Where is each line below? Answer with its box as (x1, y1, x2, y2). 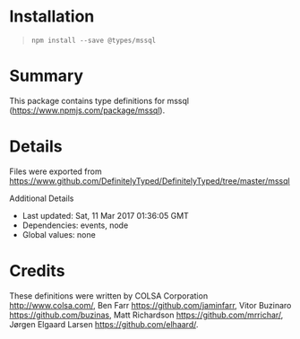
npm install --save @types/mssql (30, 36, 157, 45)
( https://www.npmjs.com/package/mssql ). (9, 105, 166, 116)
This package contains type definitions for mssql (9, 95, 190, 106)
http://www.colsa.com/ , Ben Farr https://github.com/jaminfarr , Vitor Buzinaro (9, 300, 292, 310)
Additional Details (9, 193, 74, 204)
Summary (9, 65, 83, 86)
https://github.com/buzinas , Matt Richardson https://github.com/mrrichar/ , (9, 309, 284, 320)
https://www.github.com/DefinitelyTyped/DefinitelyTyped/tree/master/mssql (9, 175, 290, 186)
